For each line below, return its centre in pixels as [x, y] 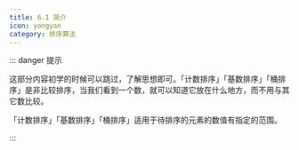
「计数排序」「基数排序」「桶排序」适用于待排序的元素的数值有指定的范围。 [145, 120]
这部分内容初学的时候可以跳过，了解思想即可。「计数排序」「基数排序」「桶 [144, 79]
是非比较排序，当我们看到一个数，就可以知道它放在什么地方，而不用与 [153, 91]
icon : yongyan [36, 26]
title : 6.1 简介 [38, 17]
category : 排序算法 [43, 34]
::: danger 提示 [36, 60]
